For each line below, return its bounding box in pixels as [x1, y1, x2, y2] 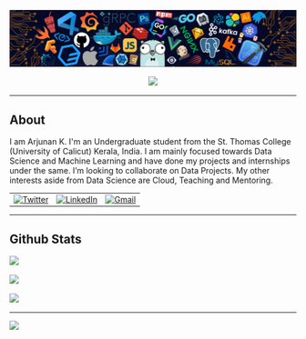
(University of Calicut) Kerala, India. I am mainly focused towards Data [9, 146, 272, 157]
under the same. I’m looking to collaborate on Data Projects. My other [9, 165, 270, 176]
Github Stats [9, 231, 82, 246]
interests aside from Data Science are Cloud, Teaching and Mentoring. [9, 174, 273, 186]
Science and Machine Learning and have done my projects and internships [9, 155, 291, 166]
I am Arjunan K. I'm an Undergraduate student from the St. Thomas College [9, 136, 291, 147]
